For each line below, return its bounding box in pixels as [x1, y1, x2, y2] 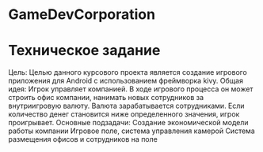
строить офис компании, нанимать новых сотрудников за [8, 93, 204, 102]
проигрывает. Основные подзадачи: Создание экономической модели [8, 118, 249, 128]
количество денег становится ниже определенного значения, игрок [8, 109, 240, 119]
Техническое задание [8, 42, 161, 60]
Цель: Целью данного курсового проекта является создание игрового [8, 68, 247, 77]
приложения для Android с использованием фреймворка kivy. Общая [8, 76, 244, 86]
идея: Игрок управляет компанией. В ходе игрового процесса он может [8, 84, 253, 94]
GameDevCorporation [8, 6, 156, 24]
